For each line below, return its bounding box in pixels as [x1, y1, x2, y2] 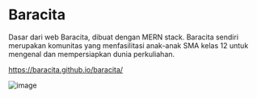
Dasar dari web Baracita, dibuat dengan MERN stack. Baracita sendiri [8, 32, 239, 42]
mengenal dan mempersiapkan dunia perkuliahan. [8, 49, 175, 59]
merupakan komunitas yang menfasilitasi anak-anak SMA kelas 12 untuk [8, 40, 249, 50]
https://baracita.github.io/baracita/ [8, 64, 124, 74]
